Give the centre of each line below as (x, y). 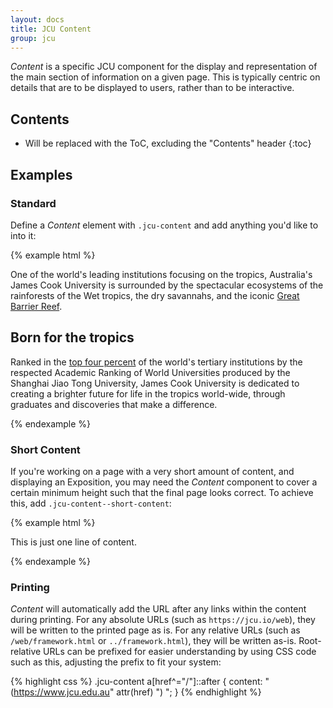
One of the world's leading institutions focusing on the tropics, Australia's (161, 274)
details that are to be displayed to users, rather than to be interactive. (152, 88)
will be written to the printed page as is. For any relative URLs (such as (155, 630)
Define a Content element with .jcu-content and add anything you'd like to (164, 225)
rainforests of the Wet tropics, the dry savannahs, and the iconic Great (155, 295)
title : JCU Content (51, 29)
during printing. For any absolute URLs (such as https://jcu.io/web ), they (163, 620)
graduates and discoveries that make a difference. (114, 404)
